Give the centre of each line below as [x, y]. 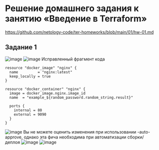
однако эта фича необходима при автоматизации [75, 137]
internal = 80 [28, 110]
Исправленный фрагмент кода [73, 59]
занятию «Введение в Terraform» [76, 19]
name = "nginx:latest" [41, 72]
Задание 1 [21, 47]
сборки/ [135, 137]
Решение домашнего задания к [72, 8]
